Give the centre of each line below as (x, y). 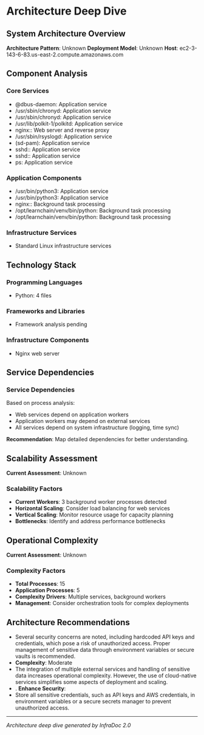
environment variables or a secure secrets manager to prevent (93, 702)
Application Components (44, 178)
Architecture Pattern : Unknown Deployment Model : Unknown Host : (92, 48)
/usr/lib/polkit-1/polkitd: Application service (69, 123)
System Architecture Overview (66, 34)
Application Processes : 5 (47, 591)
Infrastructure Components (48, 340)
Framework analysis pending (51, 324)
